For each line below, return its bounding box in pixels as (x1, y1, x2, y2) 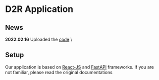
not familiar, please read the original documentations (5, 69, 113, 75)
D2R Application (5, 3, 73, 15)
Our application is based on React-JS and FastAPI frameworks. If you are (5, 64, 154, 70)
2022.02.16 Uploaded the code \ (5, 36, 73, 42)
